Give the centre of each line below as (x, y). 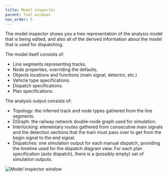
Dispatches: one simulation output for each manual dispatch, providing (86, 143)
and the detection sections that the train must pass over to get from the (87, 132)
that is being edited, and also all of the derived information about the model (83, 39)
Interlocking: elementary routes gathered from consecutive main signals (88, 127)
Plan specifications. (33, 91)
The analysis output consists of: (38, 101)
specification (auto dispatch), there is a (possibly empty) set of (78, 154)
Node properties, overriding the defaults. (55, 69)
